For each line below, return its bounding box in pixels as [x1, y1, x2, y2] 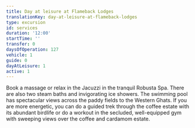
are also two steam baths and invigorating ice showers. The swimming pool [6, 91, 188, 98]
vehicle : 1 [6, 52, 33, 58]
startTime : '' [6, 36, 41, 41]
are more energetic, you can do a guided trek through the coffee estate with [6, 103, 189, 110]
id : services [6, 25, 38, 31]
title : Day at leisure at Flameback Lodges [6, 8, 114, 15]
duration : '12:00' [6, 30, 51, 36]
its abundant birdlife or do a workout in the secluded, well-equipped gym [6, 109, 182, 116]
